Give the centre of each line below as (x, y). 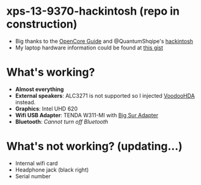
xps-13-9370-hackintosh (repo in (93, 11)
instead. (25, 102)
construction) (42, 24)
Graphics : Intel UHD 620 (46, 109)
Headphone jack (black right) (52, 170)
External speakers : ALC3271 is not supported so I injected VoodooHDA (105, 95)
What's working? (51, 72)
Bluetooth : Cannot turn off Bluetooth (62, 122)
